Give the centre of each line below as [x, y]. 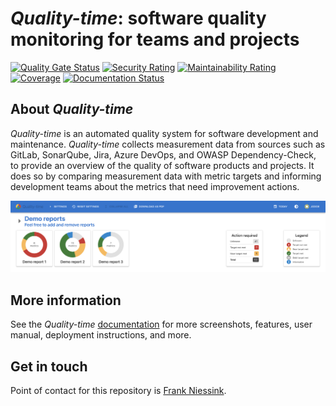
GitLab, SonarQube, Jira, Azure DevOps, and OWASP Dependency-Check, [163, 154]
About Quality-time [72, 109]
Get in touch [49, 366]
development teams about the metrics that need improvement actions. [155, 186]
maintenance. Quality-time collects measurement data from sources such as [168, 144]
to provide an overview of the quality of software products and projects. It [162, 165]
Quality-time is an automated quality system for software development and [164, 133]
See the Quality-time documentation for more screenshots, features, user [161, 324]
